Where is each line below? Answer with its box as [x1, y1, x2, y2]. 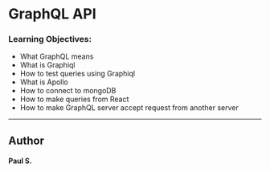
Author [8, 133, 44, 147]
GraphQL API [8, 5, 96, 23]
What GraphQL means [19, 51, 94, 61]
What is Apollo [19, 77, 68, 87]
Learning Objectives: [8, 34, 92, 45]
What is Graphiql [19, 60, 76, 70]
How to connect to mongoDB [19, 86, 117, 96]
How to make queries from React [19, 94, 129, 104]
